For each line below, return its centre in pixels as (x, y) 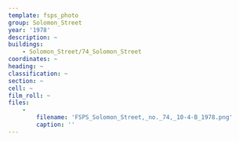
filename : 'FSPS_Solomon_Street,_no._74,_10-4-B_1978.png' (135, 117)
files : (19, 103)
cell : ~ (21, 88)
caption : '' (56, 125)
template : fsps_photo (43, 15)
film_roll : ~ (29, 96)
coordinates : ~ (33, 60)
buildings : (26, 45)
